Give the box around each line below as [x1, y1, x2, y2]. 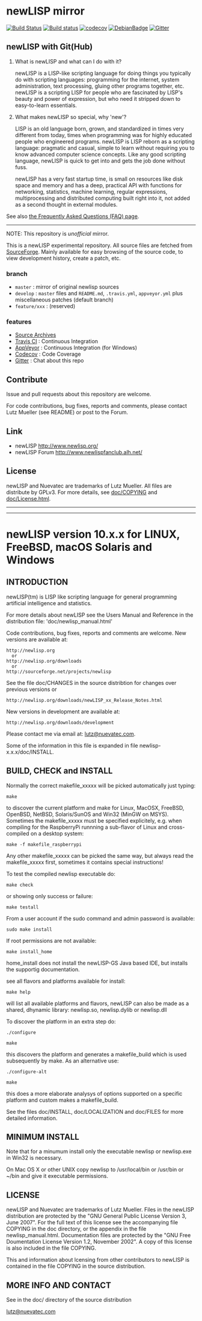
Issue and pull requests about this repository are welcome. [6, 391, 151, 398]
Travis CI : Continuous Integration [14, 338, 98, 345]
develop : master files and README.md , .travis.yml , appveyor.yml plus [14, 290, 183, 297]
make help [6, 989, 31, 995]
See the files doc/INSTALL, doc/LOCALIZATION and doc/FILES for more [6, 1108, 184, 1115]
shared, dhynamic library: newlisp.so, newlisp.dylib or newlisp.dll [6, 1006, 167, 1013]
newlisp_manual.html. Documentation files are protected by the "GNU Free [6, 1232, 191, 1239]
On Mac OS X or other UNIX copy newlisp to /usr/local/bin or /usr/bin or [6, 1166, 184, 1173]
